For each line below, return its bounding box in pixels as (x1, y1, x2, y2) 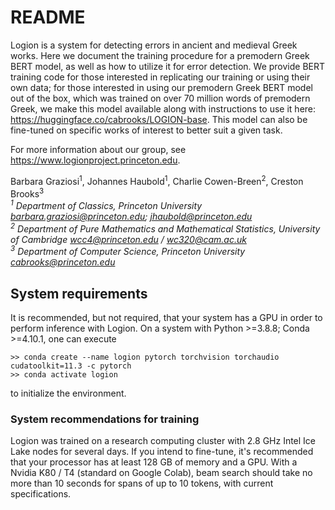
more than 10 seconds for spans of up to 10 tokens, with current (10, 477, 274, 490)
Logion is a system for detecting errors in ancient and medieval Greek (10, 39, 298, 51)
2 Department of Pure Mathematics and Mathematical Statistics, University (10, 221, 321, 235)
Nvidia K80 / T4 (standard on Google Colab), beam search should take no (10, 467, 313, 479)
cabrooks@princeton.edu (10, 256, 116, 268)
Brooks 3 (10, 186, 45, 200)
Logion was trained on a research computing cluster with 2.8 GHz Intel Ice (10, 435, 317, 447)
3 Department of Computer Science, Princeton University (10, 244, 246, 258)
